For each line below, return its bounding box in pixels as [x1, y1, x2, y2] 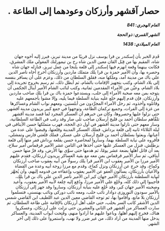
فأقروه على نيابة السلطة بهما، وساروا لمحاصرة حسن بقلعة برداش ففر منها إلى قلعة [7, 137, 160, 143]
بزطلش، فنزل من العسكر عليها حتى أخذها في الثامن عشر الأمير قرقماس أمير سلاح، [7, 142, 160, 148]
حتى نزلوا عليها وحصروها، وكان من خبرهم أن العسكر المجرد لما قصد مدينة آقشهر [12, 111, 160, 117]
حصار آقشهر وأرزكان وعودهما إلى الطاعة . [7, 5, 160, 17]
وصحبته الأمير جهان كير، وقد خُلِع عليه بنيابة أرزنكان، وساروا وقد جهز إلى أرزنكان [15, 184, 160, 190]
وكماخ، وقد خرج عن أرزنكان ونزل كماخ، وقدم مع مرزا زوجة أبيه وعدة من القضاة [15, 163, 160, 169]
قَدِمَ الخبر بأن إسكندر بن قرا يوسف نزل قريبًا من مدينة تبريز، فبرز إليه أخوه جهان [14, 54, 160, 59]
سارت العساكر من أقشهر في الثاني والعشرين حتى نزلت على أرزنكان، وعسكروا [15, 205, 160, 211]
